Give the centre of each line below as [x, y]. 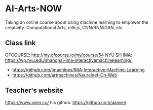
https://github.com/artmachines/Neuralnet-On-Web [65, 75]
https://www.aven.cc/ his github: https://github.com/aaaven [66, 102]
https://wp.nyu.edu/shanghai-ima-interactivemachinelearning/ [68, 60]
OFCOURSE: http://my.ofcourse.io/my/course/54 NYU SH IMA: [69, 55]
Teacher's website [34, 91]
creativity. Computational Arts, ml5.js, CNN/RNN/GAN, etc [64, 27]
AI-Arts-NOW [34, 9]
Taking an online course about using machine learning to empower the [77, 22]
